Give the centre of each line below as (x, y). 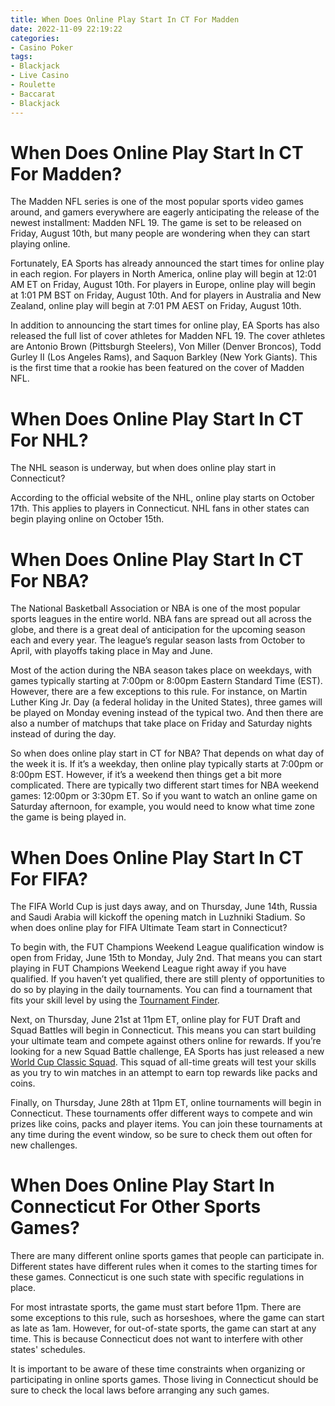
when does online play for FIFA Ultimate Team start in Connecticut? (149, 928)
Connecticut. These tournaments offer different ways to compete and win (161, 1113)
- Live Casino (40, 76)
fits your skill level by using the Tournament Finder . (115, 1000)
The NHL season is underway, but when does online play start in (143, 468)
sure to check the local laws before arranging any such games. (140, 1390)
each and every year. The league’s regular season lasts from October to (158, 640)
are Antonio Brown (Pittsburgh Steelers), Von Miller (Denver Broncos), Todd (166, 347)
